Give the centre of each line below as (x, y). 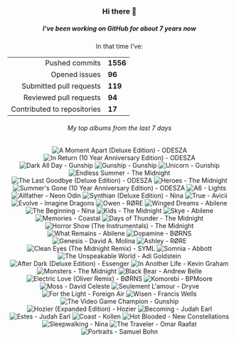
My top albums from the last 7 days (119, 128)
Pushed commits (73, 63)
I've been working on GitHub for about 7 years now (119, 28)
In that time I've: (119, 46)
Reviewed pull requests (62, 97)
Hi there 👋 (119, 11)
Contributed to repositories (56, 109)
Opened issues (76, 74)
